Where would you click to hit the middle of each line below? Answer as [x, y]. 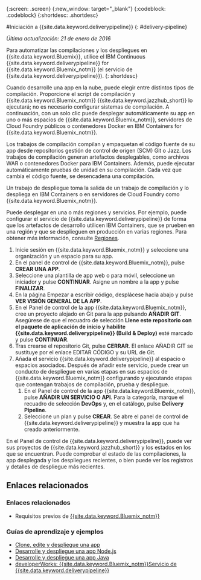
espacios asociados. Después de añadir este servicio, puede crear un [102, 365]
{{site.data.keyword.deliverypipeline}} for [58, 63]
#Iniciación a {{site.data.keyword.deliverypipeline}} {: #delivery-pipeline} [97, 27]
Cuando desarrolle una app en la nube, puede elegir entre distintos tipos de [100, 88]
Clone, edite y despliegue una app [58, 544]
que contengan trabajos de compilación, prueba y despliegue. [92, 384]
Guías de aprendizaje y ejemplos [55, 532]
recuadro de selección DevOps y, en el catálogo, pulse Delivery [104, 403]
